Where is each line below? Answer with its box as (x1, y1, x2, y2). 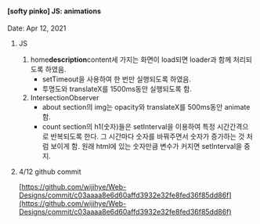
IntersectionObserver (30, 93, 99, 103)
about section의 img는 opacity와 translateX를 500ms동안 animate (42, 103, 251, 112)
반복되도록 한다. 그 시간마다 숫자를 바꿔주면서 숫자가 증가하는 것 (50, 132, 245, 141)
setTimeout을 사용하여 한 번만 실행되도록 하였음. (42, 74, 191, 84)
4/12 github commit (18, 167, 81, 176)
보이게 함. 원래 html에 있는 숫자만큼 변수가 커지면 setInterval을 (50, 142, 243, 151)
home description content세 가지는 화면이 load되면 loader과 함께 (30, 55, 232, 64)
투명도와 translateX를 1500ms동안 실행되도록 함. (42, 85, 193, 94)
